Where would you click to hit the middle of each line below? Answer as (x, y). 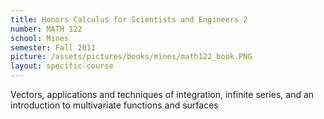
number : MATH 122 (46, 29)
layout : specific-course (62, 66)
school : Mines (40, 38)
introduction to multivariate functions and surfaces (114, 105)
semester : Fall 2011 (53, 47)
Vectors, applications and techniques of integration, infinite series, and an (162, 94)
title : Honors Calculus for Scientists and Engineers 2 (129, 19)
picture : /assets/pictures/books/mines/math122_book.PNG (131, 57)
